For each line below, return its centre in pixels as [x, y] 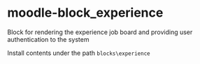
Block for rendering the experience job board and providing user [100, 32]
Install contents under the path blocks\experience [79, 53]
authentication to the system [48, 39]
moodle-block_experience [85, 13]
